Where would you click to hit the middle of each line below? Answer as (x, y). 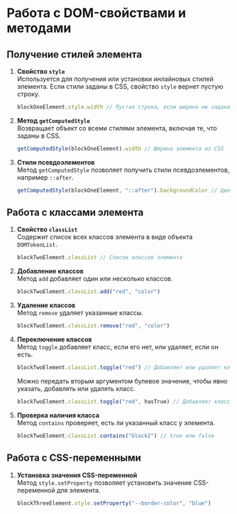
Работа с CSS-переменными (74, 458)
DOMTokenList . (37, 245)
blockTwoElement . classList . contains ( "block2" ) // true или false (115, 436)
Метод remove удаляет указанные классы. (80, 313)
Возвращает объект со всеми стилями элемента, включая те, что (117, 128)
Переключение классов (55, 339)
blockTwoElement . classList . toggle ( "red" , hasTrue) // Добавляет (114, 401)
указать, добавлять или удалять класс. (76, 388)
